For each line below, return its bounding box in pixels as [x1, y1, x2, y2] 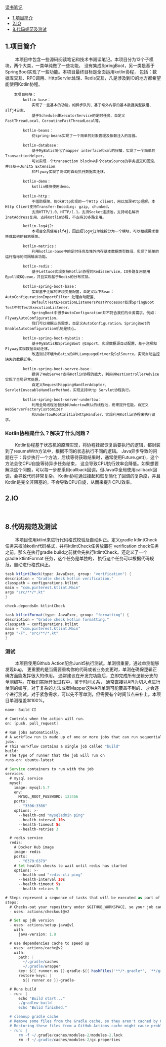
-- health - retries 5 [18, 886, 58, 892]
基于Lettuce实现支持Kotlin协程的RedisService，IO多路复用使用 [31, 269, 151, 274]
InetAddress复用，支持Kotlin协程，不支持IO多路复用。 [5, 215, 106, 220]
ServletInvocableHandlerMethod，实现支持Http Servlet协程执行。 [5, 388, 133, 393]
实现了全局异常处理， [5, 377, 42, 382]
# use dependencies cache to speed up [9, 941, 90, 946]
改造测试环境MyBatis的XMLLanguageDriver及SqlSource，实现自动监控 [31, 351, 160, 356]
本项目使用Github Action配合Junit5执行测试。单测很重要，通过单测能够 [14, 660, 160, 666]
